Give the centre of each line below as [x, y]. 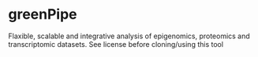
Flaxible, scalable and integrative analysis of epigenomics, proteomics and [129, 36]
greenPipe [43, 14]
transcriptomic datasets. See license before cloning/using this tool [116, 44]
